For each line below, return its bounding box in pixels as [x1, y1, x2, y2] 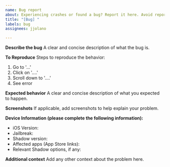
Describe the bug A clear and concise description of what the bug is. [5, 45, 150, 51]
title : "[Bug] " [5, 17, 39, 22]
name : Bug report [5, 7, 42, 13]
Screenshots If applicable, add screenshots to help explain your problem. [5, 105, 159, 111]
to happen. [5, 96, 28, 102]
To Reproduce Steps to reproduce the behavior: [5, 54, 105, 61]
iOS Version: [12, 125, 39, 131]
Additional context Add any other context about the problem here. [5, 156, 144, 162]
